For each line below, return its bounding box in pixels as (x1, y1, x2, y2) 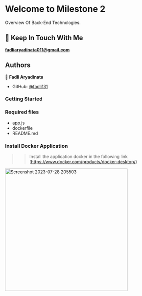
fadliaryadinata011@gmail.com (5, 46, 70, 52)
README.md (12, 130, 38, 136)
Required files (5, 109, 39, 115)
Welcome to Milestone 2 (5, 3, 106, 15)
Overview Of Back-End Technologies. (5, 20, 81, 25)
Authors (5, 61, 31, 69)
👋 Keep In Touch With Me (5, 34, 83, 42)
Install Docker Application (5, 142, 68, 149)
